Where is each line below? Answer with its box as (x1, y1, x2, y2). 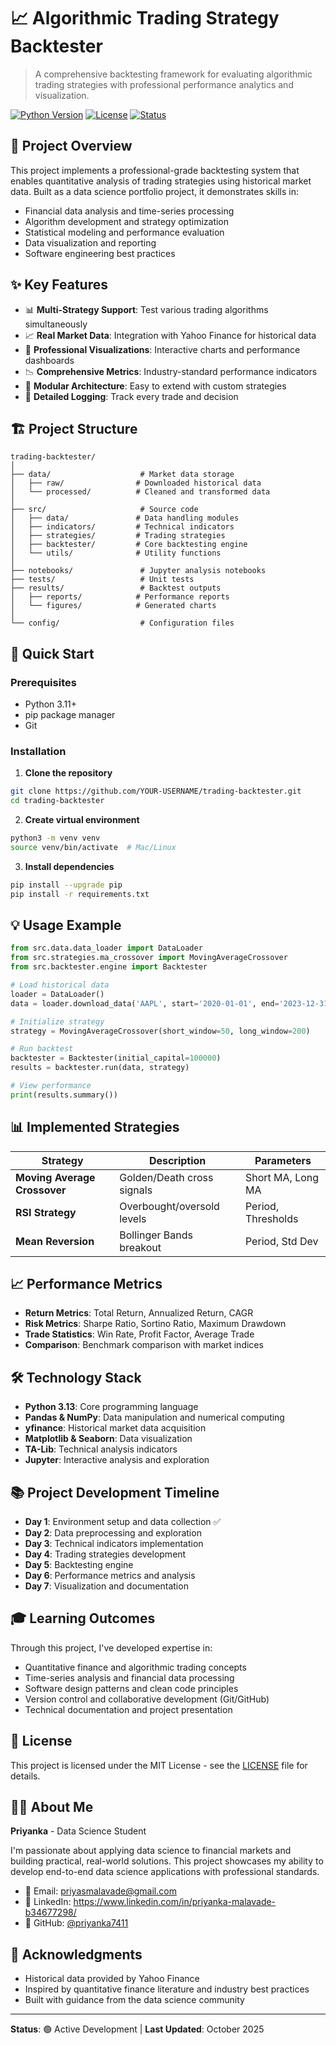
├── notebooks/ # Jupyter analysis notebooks (10, 566, 267, 576)
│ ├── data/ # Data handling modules (10, 513, 240, 524)
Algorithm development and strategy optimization (24, 215, 230, 227)
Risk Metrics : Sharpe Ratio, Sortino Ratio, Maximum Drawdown (24, 1318, 287, 1330)
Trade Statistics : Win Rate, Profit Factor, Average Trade (24, 1328, 255, 1340)
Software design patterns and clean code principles (24, 1682, 239, 1694)
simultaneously (24, 318, 88, 330)
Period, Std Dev (244, 1234, 319, 1248)
